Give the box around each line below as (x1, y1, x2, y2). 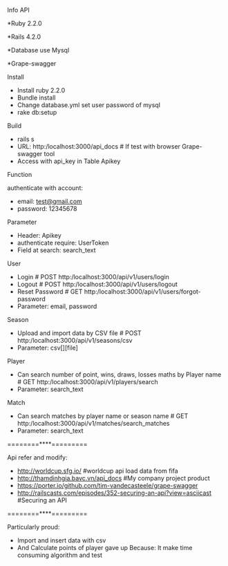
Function (7, 171, 32, 178)
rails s (17, 135, 35, 143)
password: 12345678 (17, 205, 77, 213)
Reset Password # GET (17, 287, 83, 296)
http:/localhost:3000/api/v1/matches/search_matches (17, 419, 170, 427)
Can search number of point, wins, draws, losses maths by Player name (17, 370, 222, 379)
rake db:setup (17, 109, 57, 116)
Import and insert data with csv (17, 536, 106, 545)
